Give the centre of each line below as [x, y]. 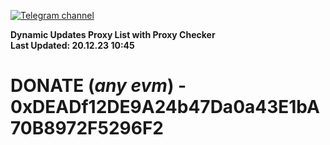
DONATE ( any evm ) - [98, 86]
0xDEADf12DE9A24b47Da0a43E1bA [165, 107]
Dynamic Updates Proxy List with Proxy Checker [113, 34]
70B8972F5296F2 [87, 128]
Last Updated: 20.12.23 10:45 [72, 45]
